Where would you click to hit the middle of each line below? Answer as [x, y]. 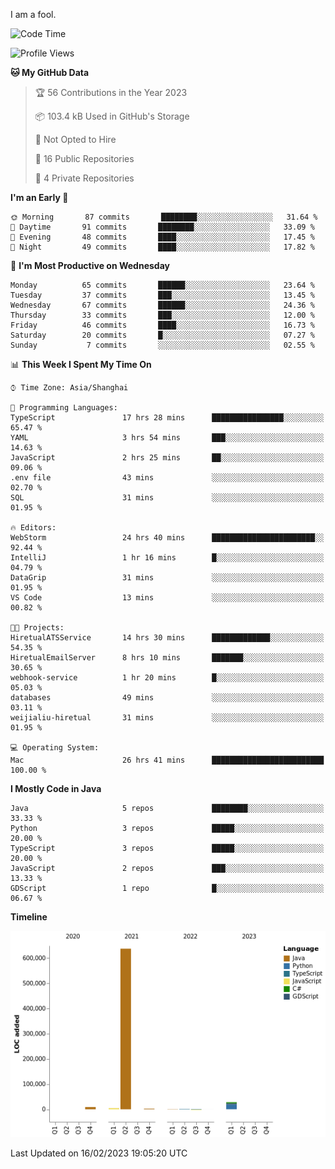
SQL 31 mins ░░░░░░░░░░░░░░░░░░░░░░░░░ [167, 498]
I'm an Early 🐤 [39, 197]
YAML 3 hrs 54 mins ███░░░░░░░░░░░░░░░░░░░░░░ [167, 438]
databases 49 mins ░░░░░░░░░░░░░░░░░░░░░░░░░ [167, 698]
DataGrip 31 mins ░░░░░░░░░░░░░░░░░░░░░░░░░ [167, 578]
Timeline [29, 917]
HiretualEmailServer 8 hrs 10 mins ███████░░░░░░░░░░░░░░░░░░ [167, 658]
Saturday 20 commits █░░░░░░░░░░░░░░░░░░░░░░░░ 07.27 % [162, 335]
